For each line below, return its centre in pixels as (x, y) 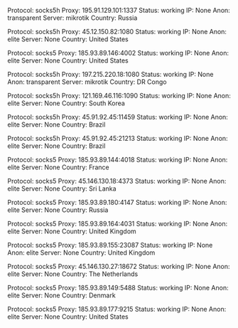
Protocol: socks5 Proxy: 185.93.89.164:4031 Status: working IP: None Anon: (118, 224)
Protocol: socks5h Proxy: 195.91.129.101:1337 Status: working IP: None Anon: (119, 10)
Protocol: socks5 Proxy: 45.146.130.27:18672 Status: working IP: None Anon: (119, 266)
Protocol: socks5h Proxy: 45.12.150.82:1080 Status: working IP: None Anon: (117, 32)
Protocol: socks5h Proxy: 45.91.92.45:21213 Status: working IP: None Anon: (118, 138)
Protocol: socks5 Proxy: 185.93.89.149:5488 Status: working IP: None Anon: (118, 288)
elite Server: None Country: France (58, 167)
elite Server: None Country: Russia (58, 210)
